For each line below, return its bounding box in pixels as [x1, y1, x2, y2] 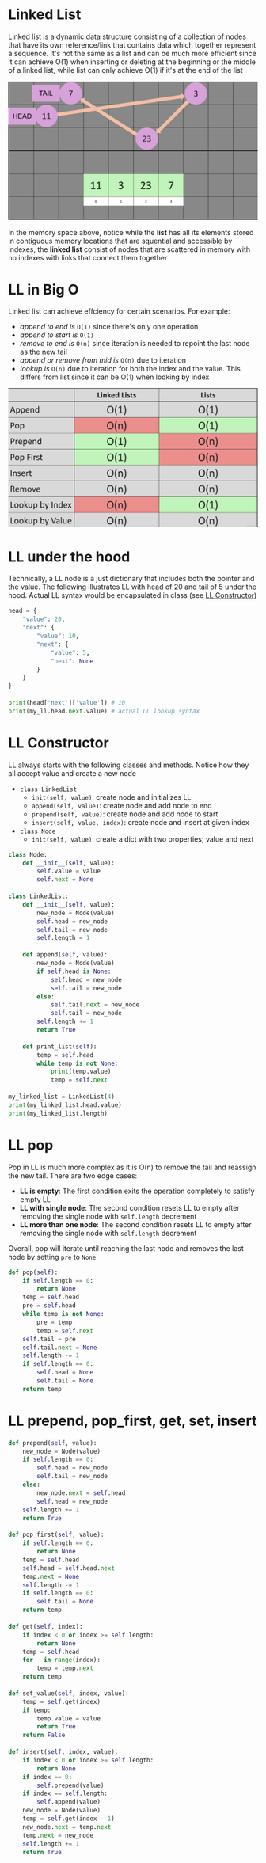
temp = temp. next [36, 1664, 93, 1672]
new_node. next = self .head [36, 1488, 126, 1497]
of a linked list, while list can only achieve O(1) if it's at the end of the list [8, 65, 243, 74]
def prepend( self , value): [8, 1439, 97, 1447]
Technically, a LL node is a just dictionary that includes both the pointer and [8, 574, 255, 584]
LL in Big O [8, 280, 79, 298]
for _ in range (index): [22, 1656, 101, 1664]
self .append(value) [36, 1798, 101, 1806]
